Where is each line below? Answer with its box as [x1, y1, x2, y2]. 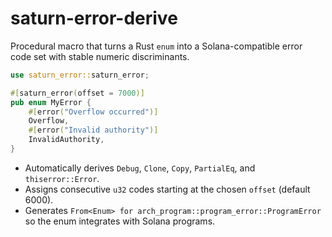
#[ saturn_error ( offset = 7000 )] [10, 88, 145, 98]
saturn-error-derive [10, 7, 178, 30]
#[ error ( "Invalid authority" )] [28, 125, 159, 136]
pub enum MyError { [10, 97, 92, 107]
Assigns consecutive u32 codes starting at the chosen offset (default [24, 183, 311, 195]
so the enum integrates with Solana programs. [24, 215, 216, 227]
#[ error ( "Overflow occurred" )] [28, 107, 159, 117]
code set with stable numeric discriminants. [10, 50, 190, 62]
